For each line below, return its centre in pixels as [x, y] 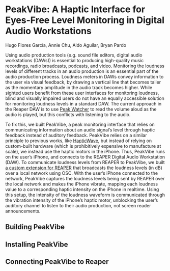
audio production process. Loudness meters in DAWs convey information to [84, 76]
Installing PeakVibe [37, 244]
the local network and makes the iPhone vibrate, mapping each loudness [82, 184]
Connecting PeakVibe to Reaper [57, 262]
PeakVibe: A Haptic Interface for [75, 9]
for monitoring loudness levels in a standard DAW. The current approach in [83, 103]
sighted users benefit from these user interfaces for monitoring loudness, [82, 93]
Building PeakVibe [35, 227]
